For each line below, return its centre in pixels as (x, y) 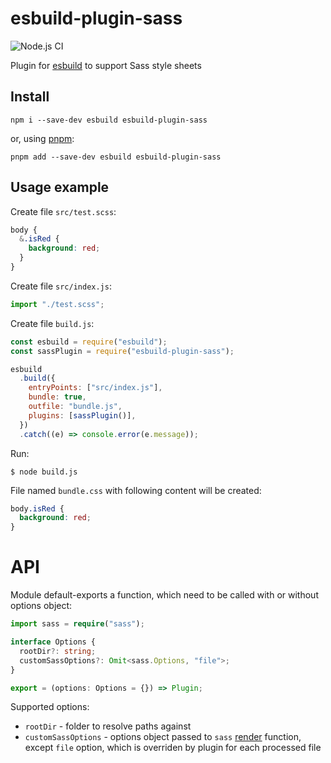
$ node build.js (44, 472)
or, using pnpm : (42, 138)
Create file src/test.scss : (63, 211)
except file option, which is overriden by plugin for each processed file (173, 748)
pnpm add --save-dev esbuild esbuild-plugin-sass (116, 157)
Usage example (60, 187)
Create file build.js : (52, 323)
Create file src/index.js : (61, 286)
